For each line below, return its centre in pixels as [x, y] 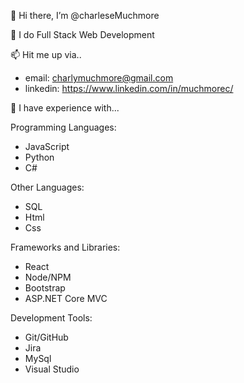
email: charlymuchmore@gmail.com [99, 78]
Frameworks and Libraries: [65, 247]
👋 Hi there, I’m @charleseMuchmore [85, 15]
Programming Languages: [63, 127]
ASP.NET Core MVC [66, 298]
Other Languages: [47, 187]
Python [39, 157]
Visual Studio [52, 369]
